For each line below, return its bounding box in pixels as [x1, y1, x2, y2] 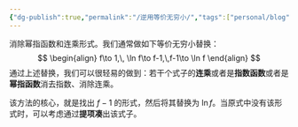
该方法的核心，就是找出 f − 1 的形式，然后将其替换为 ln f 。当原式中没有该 [9, 97, 275, 108]
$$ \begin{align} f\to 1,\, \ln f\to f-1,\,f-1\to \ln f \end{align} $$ [37, 52, 261, 63]
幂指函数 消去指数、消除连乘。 [9, 78, 118, 89]
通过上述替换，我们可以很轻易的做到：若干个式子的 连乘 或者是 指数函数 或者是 [9, 67, 289, 78]
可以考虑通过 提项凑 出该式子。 [32, 108, 142, 119]
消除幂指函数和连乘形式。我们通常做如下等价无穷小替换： [9, 38, 219, 49]
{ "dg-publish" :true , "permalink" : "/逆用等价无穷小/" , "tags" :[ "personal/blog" [9, 12, 290, 22]
